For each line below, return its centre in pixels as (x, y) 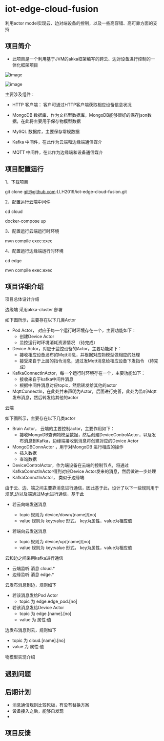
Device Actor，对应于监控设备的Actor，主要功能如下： (67, 349)
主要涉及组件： (20, 94)
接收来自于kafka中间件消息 (46, 379)
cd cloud (14, 212)
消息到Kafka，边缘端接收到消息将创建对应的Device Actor (81, 441)
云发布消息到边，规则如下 (31, 585)
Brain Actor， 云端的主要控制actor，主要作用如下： (63, 429)
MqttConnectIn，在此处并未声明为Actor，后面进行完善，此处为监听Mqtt (84, 391)
